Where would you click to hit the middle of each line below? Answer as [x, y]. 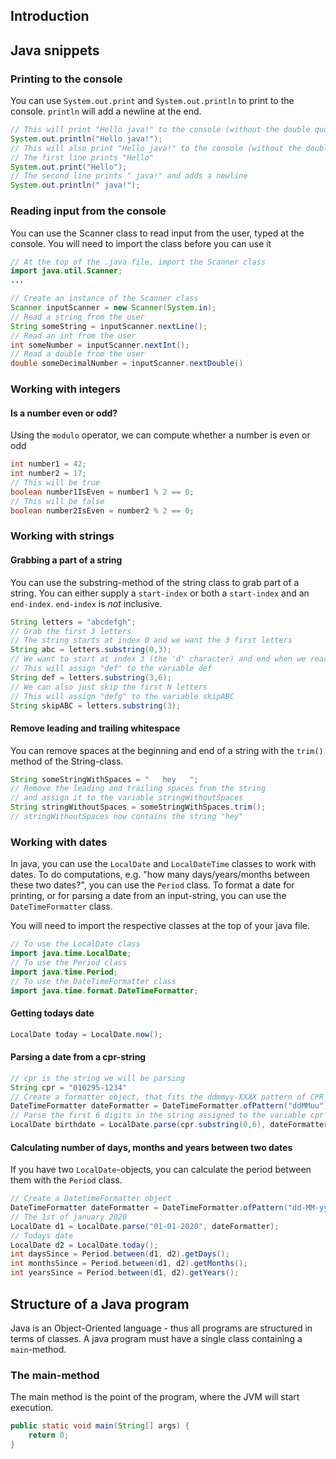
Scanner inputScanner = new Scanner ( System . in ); [113, 308]
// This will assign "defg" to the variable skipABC [122, 696]
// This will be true [55, 483]
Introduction [50, 16]
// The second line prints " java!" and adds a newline [129, 176]
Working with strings [62, 536]
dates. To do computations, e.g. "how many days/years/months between [160, 875]
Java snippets [55, 50]
